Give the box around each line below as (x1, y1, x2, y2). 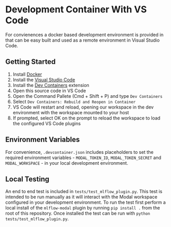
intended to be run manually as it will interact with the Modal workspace (5, 194, 158, 200)
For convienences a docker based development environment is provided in (5, 31, 164, 38)
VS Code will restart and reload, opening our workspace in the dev (12, 104, 154, 110)
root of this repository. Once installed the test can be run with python (5, 210, 150, 217)
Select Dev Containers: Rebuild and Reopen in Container (12, 98, 136, 104)
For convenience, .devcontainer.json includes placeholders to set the (5, 149, 154, 155)
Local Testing (5, 174, 50, 183)
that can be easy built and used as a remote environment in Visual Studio (5, 37, 160, 43)
